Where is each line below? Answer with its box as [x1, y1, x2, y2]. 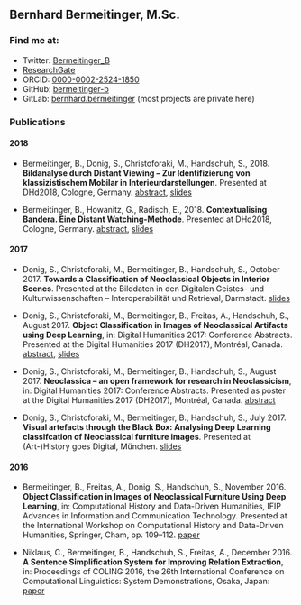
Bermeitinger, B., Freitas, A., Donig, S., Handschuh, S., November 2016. [22, 481, 287, 492]
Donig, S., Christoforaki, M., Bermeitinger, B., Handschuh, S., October [22, 264, 281, 275]
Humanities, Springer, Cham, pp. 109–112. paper [22, 529, 200, 540]
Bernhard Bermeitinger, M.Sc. [9, 7, 180, 23]
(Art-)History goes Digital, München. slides [22, 441, 182, 452]
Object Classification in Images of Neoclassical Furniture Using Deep [22, 491, 287, 502]
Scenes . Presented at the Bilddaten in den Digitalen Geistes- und [22, 283, 264, 294]
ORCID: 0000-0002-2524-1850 [22, 74, 140, 85]
